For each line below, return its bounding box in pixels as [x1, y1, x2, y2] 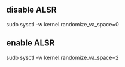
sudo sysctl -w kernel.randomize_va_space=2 [6, 54, 119, 61]
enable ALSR [6, 38, 55, 48]
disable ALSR [6, 5, 57, 15]
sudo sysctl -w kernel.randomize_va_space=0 [6, 20, 120, 28]
